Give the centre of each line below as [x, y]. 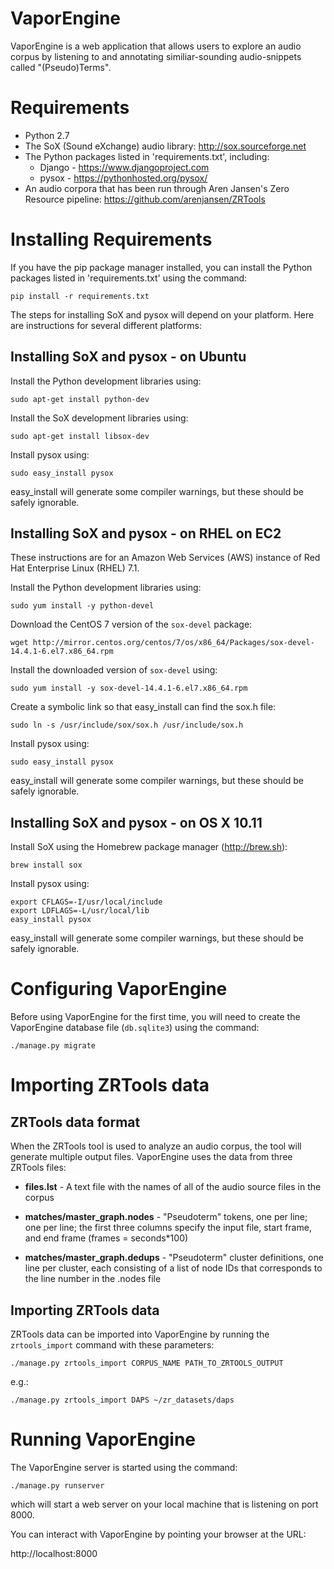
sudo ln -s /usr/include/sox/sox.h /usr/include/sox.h [127, 725]
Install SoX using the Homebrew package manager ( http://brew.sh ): [149, 847]
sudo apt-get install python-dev [80, 399]
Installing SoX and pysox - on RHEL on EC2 [146, 533]
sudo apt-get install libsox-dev [80, 436]
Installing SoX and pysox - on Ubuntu [128, 357]
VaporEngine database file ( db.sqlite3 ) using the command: [135, 1028]
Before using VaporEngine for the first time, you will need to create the [155, 1017]
